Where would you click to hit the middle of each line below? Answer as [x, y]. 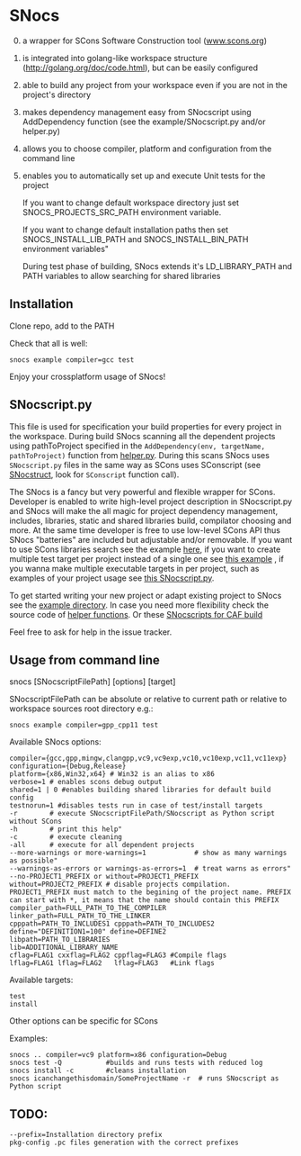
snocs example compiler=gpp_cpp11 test [84, 726]
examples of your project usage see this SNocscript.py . [112, 578]
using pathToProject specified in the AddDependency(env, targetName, [137, 446]
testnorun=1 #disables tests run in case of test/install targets [136, 806]
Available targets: [41, 980]
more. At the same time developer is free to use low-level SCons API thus [145, 530]
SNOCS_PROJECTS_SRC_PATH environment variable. [122, 212]
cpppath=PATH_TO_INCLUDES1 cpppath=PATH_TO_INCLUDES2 [112, 924]
